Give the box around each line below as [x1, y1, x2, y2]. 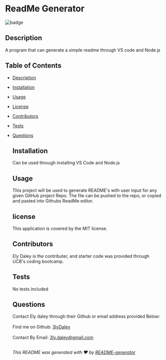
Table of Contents [5, 62, 62, 70]
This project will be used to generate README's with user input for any [12, 187, 157, 194]
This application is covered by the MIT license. [12, 225, 108, 231]
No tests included [12, 286, 49, 292]
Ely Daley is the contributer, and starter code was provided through [12, 253, 150, 259]
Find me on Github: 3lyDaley [12, 324, 70, 330]
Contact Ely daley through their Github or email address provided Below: [12, 313, 160, 319]
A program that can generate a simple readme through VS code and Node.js [5, 47, 161, 53]
